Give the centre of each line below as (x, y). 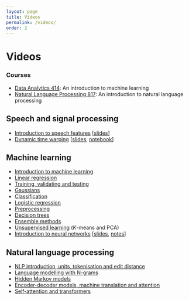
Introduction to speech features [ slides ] (62, 133)
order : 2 (17, 28)
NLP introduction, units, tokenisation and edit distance (80, 267)
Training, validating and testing (52, 184)
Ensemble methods (38, 221)
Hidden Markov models (43, 279)
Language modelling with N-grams (56, 272)
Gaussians (27, 190)
